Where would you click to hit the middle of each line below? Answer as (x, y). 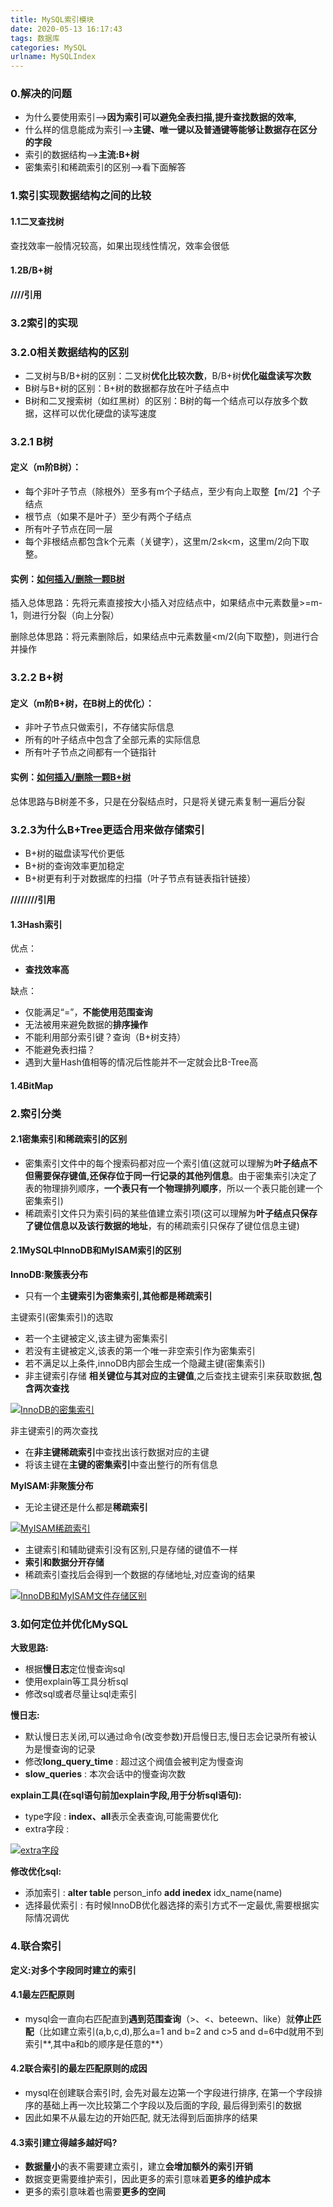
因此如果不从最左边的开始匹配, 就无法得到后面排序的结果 (141, 2118)
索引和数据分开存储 (64, 1562)
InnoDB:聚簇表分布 (49, 1275)
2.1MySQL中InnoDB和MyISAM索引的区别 (96, 1250)
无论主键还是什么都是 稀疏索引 (86, 1507)
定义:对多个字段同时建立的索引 (73, 1970)
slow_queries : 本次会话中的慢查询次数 (105, 1774)
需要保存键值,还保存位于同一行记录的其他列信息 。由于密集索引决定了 (175, 1175)
